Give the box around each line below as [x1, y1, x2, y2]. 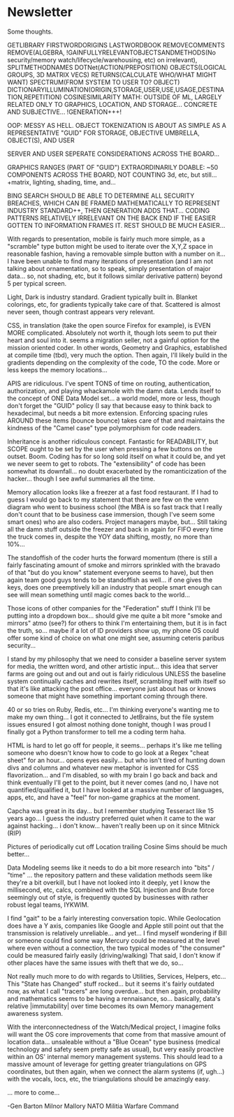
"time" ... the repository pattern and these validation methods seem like [7, 870, 213, 879]
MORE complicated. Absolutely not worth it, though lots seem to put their [7, 328, 218, 337]
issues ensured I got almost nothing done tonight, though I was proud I [7, 720, 211, 729]
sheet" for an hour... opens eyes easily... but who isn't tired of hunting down [7, 756, 226, 764]
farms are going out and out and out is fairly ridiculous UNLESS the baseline [7, 669, 226, 678]
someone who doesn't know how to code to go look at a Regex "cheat [7, 748, 210, 757]
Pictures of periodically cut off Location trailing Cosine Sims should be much [7, 842, 228, 851]
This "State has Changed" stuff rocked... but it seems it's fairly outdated [7, 979, 214, 988]
